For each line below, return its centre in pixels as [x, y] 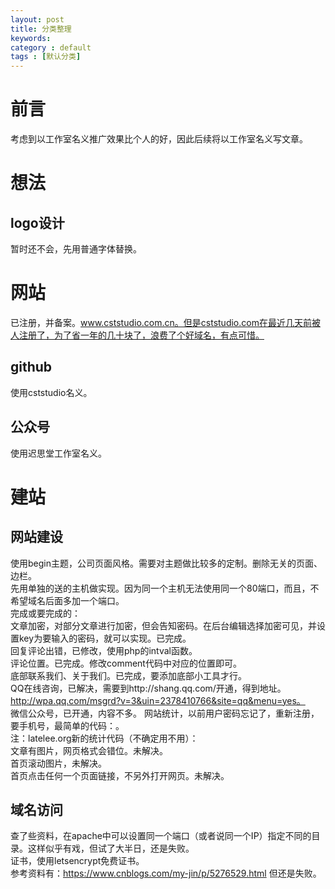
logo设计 [37, 222]
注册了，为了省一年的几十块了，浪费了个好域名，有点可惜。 [141, 335]
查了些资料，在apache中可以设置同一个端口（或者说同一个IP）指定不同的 [161, 836]
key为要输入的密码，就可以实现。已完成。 [105, 638]
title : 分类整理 [41, 29]
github [31, 367]
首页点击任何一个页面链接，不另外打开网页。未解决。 [120, 775]
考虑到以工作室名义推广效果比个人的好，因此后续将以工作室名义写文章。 [159, 139]
